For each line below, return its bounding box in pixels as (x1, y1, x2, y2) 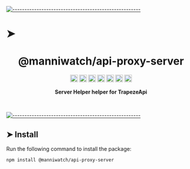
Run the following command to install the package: (6, 145, 132, 152)
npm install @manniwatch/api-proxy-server (6, 157, 114, 163)
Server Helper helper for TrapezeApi (55, 88, 147, 96)
